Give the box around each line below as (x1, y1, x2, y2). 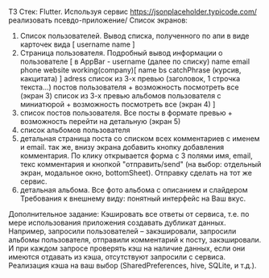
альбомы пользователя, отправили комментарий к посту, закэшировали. (8, 235, 262, 244)
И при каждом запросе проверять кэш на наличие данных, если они (8, 243, 246, 253)
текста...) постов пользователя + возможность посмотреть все (19, 82, 239, 92)
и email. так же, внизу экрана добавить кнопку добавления (19, 143, 225, 151)
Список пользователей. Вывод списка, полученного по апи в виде (19, 31, 250, 40)
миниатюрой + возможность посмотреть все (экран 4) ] (19, 100, 216, 109)
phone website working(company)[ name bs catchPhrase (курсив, (19, 65, 242, 75)
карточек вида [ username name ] (19, 39, 135, 49)
